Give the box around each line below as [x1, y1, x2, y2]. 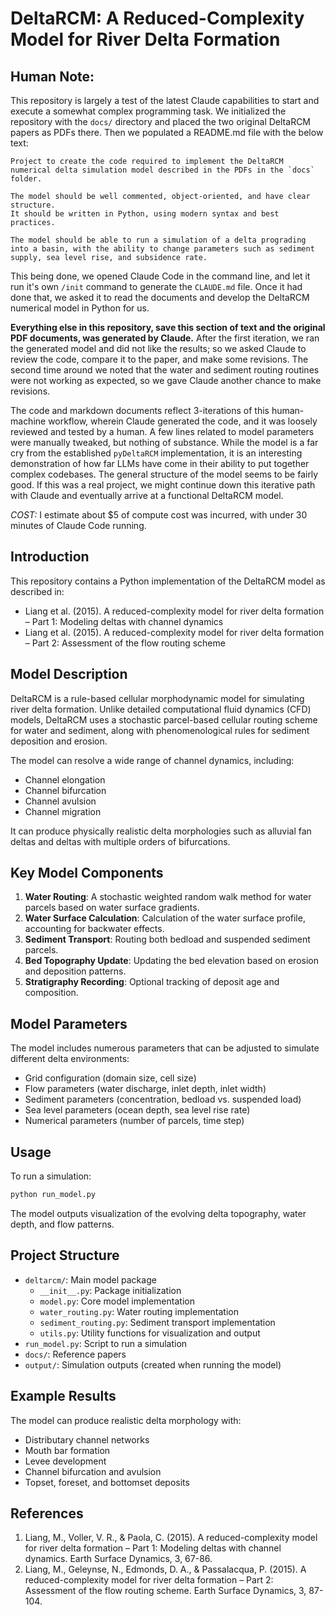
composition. [24, 987, 79, 999]
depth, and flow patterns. [10, 1218, 115, 1230]
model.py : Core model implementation [39, 1295, 195, 1307]
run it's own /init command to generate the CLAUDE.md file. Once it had [10, 281, 303, 292]
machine [10, 415, 47, 427]
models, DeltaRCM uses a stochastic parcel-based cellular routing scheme [10, 713, 318, 726]
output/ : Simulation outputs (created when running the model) [24, 1358, 282, 1371]
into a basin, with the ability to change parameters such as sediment [10, 244, 315, 254]
